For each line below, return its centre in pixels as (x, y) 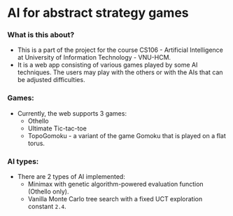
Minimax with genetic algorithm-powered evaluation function (116, 184)
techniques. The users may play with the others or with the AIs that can (120, 72)
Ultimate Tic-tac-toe (57, 128)
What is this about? (41, 35)
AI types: (23, 161)
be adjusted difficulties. (51, 80)
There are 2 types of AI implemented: (71, 177)
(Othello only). (48, 191)
